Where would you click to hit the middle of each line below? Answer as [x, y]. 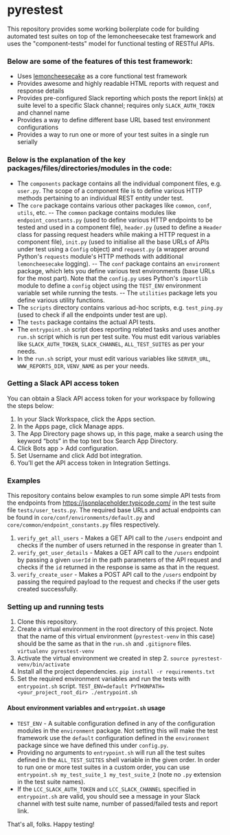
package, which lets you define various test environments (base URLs [116, 271]
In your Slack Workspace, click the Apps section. [86, 419]
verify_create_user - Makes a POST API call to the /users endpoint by [117, 575]
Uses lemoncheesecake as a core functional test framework [102, 76]
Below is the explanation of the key [66, 160]
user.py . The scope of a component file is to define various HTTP [110, 190]
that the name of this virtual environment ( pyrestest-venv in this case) [116, 637]
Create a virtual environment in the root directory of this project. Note [115, 629]
